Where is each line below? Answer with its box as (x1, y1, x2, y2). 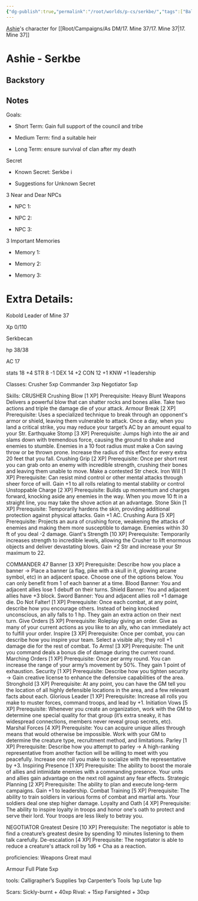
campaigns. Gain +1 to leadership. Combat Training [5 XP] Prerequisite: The (6, 787, 190, 794)
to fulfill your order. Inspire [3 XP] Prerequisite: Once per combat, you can (6, 629, 185, 637)
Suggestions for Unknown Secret (14, 180, 95, 187)
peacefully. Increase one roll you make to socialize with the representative (6, 755, 186, 763)
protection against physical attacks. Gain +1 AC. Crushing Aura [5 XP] (6, 511, 175, 518)
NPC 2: (14, 214, 32, 222)
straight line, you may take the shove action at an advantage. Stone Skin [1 (6, 499, 187, 506)
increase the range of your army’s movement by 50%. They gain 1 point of (6, 661, 186, 669)
